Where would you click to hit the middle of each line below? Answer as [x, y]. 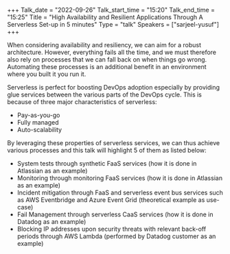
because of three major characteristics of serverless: [82, 102]
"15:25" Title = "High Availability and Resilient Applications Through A [105, 17]
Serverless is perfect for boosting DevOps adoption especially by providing [113, 87]
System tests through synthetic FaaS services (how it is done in [107, 163]
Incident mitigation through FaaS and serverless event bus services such [120, 192]
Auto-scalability [39, 130]
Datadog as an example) [51, 221]
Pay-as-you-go [38, 115]
